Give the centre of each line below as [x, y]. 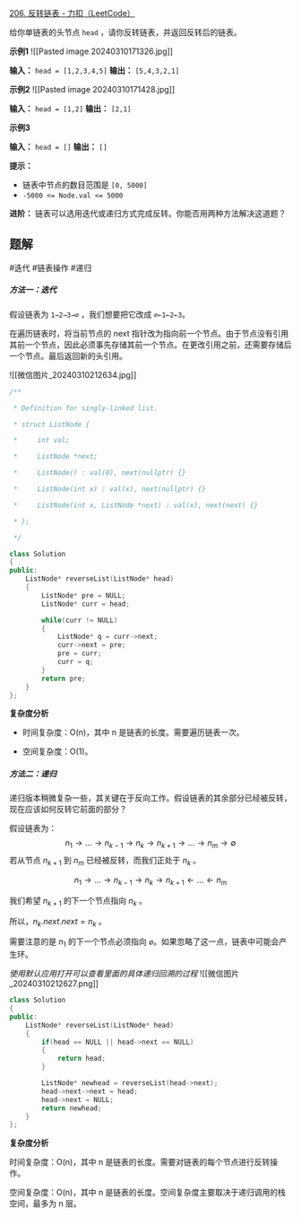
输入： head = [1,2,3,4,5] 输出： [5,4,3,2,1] [95, 70]
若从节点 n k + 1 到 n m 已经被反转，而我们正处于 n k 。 [105, 862]
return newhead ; [72, 1108]
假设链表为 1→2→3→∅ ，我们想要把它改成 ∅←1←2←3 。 [100, 314]
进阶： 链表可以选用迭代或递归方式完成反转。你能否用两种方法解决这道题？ [148, 213]
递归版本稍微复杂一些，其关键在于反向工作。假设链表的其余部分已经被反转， [150, 798]
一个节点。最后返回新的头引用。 [68, 355]
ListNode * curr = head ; [86, 604]
